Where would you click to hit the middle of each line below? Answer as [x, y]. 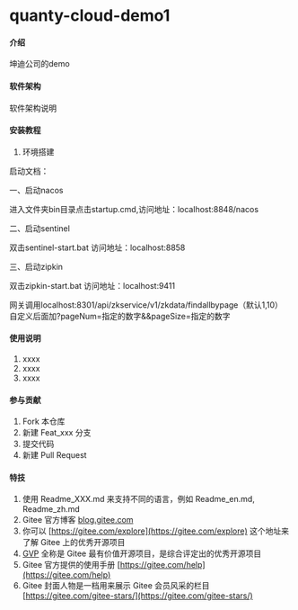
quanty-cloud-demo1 [90, 16]
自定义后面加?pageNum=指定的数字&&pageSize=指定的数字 [120, 316]
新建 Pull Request [54, 455]
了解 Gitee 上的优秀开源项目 [74, 543]
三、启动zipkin [36, 266]
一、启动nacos [36, 190]
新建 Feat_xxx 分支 [57, 433]
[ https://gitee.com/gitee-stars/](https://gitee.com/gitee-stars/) [137, 596]
